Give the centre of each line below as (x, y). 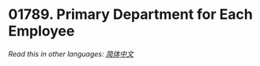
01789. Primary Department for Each (130, 15)
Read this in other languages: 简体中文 (71, 53)
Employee (41, 31)
